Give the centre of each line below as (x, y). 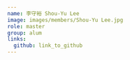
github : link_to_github (48, 46)
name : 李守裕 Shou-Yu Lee (43, 13)
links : (17, 39)
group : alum (24, 33)
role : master (26, 26)
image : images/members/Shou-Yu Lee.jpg (65, 20)
